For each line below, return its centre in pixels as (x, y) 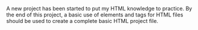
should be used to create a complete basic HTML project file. (82, 21)
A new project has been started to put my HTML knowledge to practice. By (99, 9)
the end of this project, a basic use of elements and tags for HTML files (95, 15)
